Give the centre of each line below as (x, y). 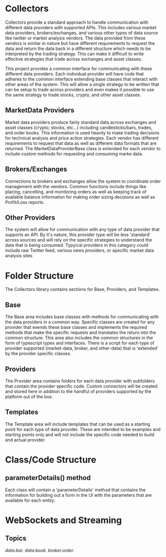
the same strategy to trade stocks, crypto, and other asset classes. (73, 95)
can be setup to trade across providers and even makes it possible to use (80, 89)
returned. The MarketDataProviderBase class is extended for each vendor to (83, 148)
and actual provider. (25, 439)
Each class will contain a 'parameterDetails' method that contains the (75, 490)
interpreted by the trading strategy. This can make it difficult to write (75, 54)
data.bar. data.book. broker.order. (40, 550)
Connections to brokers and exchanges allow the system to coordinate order (83, 181)
